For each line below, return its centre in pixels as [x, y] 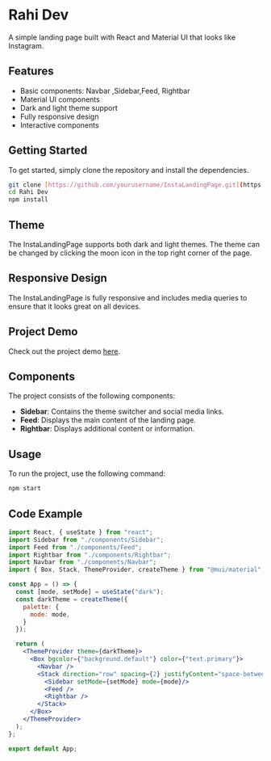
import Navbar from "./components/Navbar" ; [83, 562]
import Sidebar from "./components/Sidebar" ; [86, 540]
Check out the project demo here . [65, 351]
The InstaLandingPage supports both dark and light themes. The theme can [134, 244]
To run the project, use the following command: [87, 473]
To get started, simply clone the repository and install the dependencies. [129, 170]
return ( [30, 644]
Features [31, 71]
